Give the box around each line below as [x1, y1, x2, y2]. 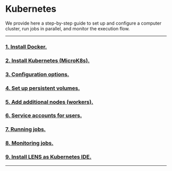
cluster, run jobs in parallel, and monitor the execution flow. [5, 25, 130, 31]
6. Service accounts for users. [5, 112, 82, 119]
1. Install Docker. [5, 43, 47, 50]
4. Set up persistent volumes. [5, 84, 80, 91]
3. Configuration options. [5, 70, 70, 78]
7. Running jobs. [5, 126, 46, 133]
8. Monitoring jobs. [5, 140, 54, 147]
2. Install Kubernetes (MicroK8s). [5, 57, 90, 64]
